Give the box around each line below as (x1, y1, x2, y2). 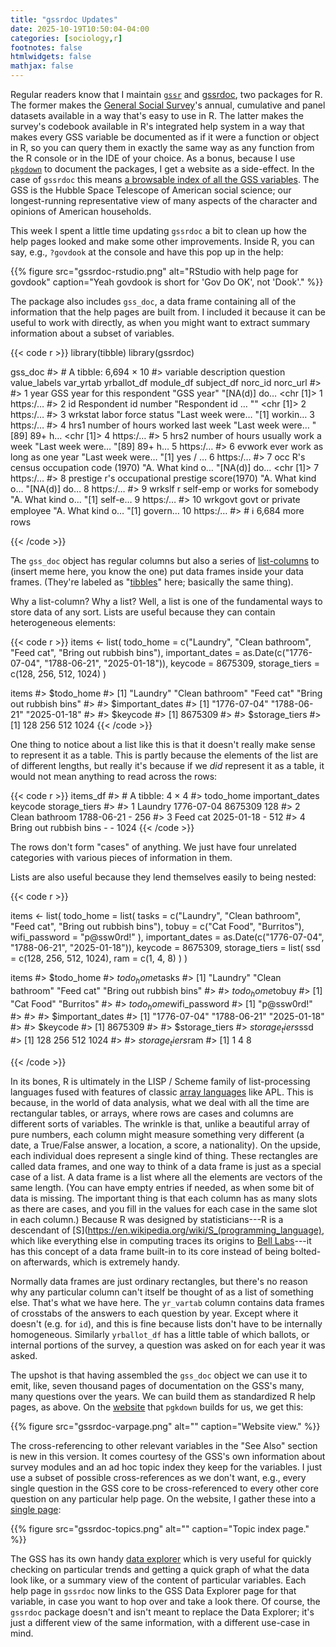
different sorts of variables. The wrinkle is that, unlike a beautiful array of (10, 1117, 311, 1130)
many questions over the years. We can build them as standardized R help (10, 1390, 316, 1402)
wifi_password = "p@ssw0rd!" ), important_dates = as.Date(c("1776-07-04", (10, 931, 325, 943)
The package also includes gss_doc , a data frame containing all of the (10, 296, 297, 307)
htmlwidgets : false (10, 52, 92, 62)
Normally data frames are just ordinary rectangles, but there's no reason (10, 1275, 308, 1287)
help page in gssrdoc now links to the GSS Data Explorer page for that (10, 1584, 297, 1596)
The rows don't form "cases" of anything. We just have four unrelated (10, 841, 297, 853)
